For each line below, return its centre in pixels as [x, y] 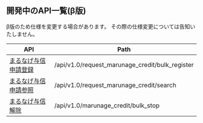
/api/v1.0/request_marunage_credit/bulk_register [124, 65]
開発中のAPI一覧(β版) [46, 11]
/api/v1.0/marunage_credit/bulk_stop [107, 106]
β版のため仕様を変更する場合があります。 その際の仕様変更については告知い [101, 27]
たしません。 [22, 34]
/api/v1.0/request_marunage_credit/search [115, 85]
